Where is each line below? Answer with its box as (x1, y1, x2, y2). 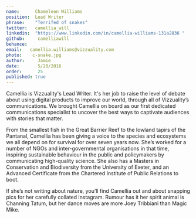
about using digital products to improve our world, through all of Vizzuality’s (6, 96, 190, 103)
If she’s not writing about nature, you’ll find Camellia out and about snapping (6, 188, 191, 195)
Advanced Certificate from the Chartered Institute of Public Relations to (6, 170, 179, 177)
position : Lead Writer (6, 14, 65, 20)
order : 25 (6, 69, 43, 74)
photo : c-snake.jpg (6, 52, 62, 58)
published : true (6, 74, 46, 80)
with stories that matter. (6, 115, 63, 122)
